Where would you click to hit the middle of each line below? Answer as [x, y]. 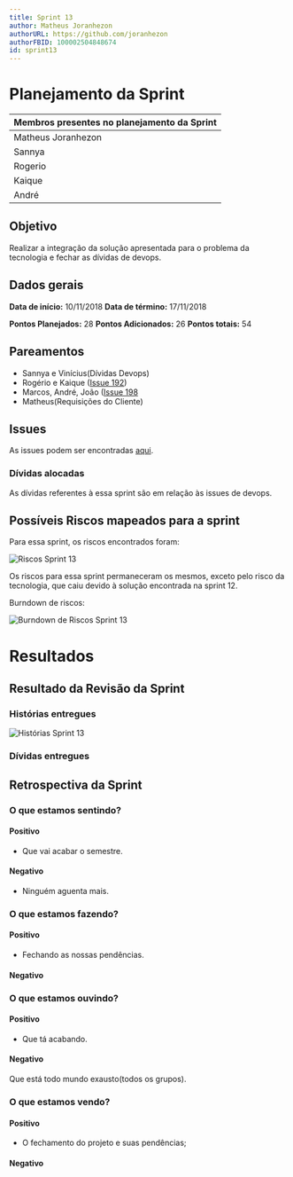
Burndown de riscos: [47, 603]
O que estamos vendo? [60, 1102]
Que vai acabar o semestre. [73, 851]
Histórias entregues [53, 713]
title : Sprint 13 [41, 17]
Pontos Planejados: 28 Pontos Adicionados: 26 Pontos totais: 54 [131, 324]
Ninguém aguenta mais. [65, 891]
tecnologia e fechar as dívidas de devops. [85, 257]
